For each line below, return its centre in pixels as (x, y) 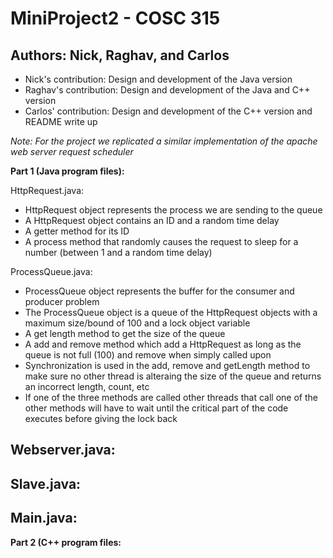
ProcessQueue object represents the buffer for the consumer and (159, 291)
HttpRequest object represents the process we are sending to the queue (173, 210)
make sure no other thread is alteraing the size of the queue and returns (173, 376)
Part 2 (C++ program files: (66, 542)
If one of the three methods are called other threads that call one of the (171, 397)
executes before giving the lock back (101, 418)
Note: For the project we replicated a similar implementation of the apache (164, 141)
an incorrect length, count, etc (87, 386)
